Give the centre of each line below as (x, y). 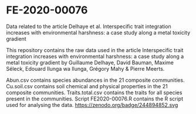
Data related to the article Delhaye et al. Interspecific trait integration (89, 26)
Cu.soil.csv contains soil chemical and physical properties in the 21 (87, 86)
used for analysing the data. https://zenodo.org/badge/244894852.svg (92, 105)
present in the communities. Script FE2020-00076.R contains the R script (95, 99)
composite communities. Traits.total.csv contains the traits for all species (94, 92)
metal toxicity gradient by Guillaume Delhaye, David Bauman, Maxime (90, 63)
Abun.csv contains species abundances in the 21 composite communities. (95, 80)
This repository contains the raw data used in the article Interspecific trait (95, 50)
